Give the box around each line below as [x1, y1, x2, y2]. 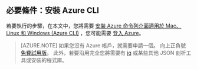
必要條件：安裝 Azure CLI [6, 5, 99, 16]
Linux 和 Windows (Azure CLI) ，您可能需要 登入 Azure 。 [6, 29, 145, 36]
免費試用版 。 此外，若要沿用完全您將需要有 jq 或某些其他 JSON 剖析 [20, 49, 186, 56]
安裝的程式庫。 [31, 56, 68, 63]
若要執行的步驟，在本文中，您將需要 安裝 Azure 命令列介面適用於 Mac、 [6, 22, 182, 29]
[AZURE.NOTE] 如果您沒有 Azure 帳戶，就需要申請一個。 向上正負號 [20, 42, 186, 49]
